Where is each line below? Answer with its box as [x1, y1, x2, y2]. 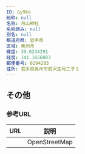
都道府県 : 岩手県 [6, 37, 44, 43]
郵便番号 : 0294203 [6, 60, 50, 66]
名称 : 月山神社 [6, 20, 39, 26]
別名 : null [6, 32, 32, 38]
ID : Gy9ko [6, 9, 32, 15]
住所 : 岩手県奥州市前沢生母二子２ [6, 65, 80, 72]
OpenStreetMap [27, 138, 73, 147]
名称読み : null [6, 26, 41, 32]
